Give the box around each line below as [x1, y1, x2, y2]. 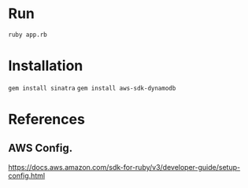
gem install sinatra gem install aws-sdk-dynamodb [8, 84, 176, 92]
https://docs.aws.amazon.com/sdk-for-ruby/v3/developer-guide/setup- [8, 162, 241, 171]
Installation [8, 57, 83, 75]
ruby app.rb [8, 31, 47, 39]
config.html [8, 171, 46, 180]
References [8, 111, 85, 128]
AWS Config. [8, 142, 73, 155]
